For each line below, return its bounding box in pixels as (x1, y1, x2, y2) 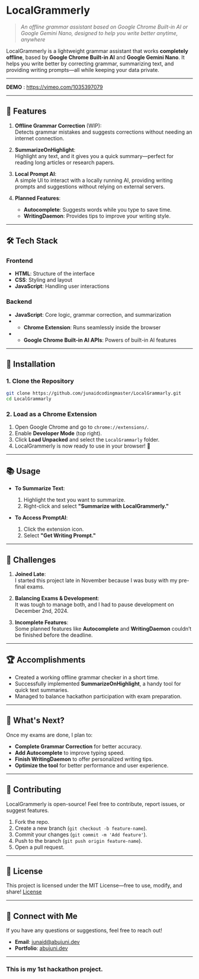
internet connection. (14, 134, 65, 141)
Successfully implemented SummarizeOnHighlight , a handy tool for (14, 680, 182, 687)
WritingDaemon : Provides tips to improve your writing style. (23, 212, 171, 219)
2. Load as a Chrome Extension (6, 410, 97, 418)
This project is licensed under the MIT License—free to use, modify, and (6, 882, 182, 889)
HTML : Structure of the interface (14, 270, 95, 277)
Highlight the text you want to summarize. (23, 496, 126, 503)
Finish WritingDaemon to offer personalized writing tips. (14, 756, 153, 763)
